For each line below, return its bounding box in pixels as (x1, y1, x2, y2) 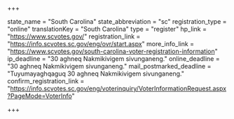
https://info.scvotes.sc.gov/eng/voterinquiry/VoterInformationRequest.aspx (10, 85, 226, 92)
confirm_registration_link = (7, 77, 85, 85)
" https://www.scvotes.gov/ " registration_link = (7, 32, 141, 41)
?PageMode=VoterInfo (7, 92, 72, 100)
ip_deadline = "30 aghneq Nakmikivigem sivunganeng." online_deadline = (7, 55, 220, 63)
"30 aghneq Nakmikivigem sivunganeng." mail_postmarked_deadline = (7, 62, 212, 70)
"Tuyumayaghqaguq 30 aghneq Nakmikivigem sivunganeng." (7, 69, 184, 78)
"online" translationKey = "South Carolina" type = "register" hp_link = (7, 25, 207, 33)
